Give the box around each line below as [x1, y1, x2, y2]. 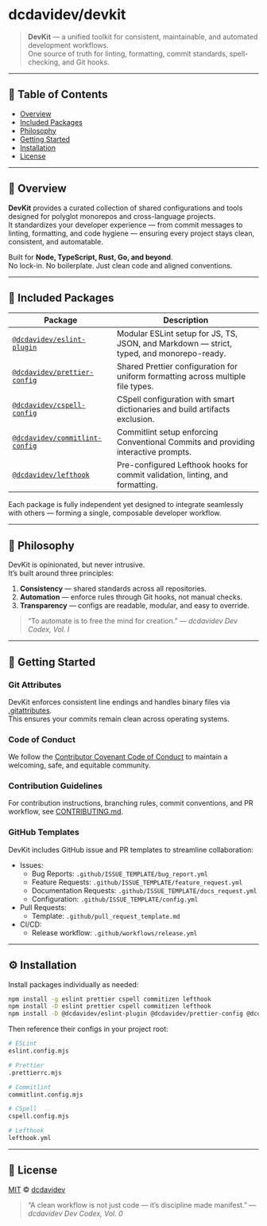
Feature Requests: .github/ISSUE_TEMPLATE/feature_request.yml [31, 877, 243, 887]
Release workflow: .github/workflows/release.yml [31, 927, 198, 937]
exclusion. [116, 414, 155, 425]
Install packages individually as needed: [8, 979, 139, 989]
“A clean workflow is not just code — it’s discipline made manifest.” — [27, 1200, 257, 1209]
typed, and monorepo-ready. [116, 348, 226, 359]
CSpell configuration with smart [116, 394, 235, 405]
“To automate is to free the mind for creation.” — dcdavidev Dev [27, 616, 238, 626]
